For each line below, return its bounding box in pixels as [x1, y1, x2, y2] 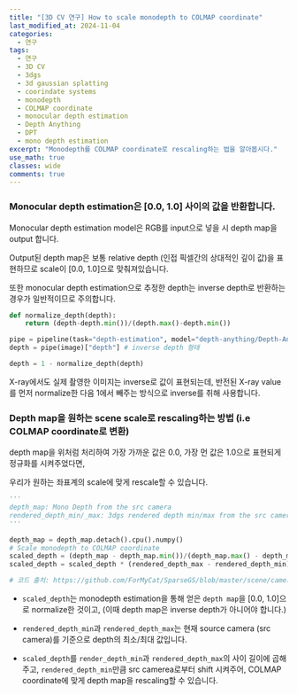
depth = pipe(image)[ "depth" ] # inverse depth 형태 [9, 343, 201, 353]
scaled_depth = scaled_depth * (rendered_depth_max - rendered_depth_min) [9, 560, 291, 569]
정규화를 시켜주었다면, [9, 458, 86, 469]
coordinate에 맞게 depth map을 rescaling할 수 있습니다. [21, 675, 218, 686]
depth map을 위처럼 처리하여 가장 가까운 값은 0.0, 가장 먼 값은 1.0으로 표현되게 [9, 447, 281, 457]
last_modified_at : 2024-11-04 [9, 21, 121, 30]
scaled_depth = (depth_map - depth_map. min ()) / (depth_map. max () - [9, 551, 259, 561]
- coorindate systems [17, 87, 97, 96]
